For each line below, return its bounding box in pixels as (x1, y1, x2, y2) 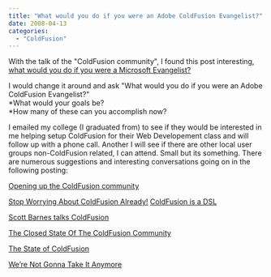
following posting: (8, 165, 68, 175)
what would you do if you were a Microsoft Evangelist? (8, 66, 191, 75)
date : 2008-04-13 (8, 19, 67, 28)
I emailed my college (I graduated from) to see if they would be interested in (8, 122, 262, 132)
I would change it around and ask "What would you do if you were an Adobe (8, 81, 263, 91)
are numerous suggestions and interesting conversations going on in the (8, 157, 251, 167)
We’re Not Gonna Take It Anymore (8, 260, 123, 270)
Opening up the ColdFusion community (8, 181, 140, 191)
